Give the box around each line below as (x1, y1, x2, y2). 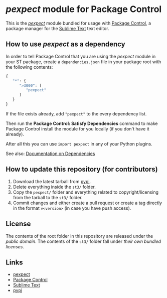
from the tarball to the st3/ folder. (13, 194, 83, 200)
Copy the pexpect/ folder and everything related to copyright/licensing (13, 189, 159, 195)
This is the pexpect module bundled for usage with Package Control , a (6, 20, 151, 26)
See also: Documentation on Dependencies (6, 151, 95, 157)
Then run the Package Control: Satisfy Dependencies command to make (6, 120, 158, 126)
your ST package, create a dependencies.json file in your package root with (6, 59, 161, 65)
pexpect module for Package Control (6, 4, 162, 15)
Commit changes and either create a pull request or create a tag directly (13, 200, 162, 206)
